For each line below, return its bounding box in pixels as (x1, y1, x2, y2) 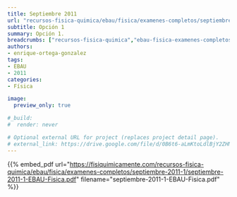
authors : (7, 43, 33, 50)
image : (7, 95, 27, 102)
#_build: (7, 114, 33, 122)
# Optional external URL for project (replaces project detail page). (7, 133, 219, 141)
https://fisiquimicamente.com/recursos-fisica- (69, 160, 205, 168)
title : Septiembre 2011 (7, 10, 78, 18)
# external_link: (7, 141, 59, 148)
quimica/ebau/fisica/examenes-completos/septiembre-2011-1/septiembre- (7, 167, 224, 176)
